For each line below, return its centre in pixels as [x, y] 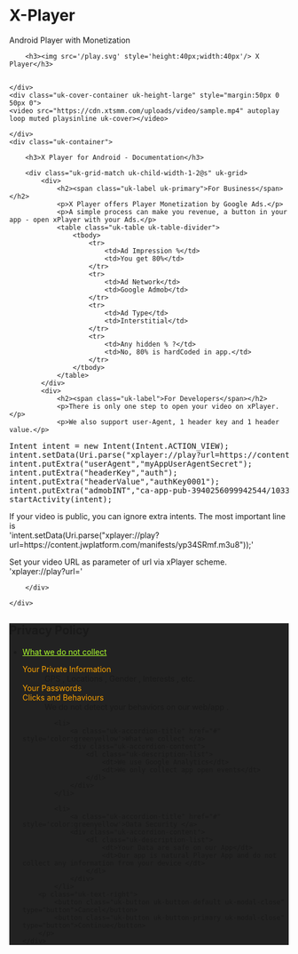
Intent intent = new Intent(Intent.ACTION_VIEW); [119, 446]
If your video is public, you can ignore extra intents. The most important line [148, 516]
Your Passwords [52, 688]
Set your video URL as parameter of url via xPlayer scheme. [118, 562]
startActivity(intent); [61, 499]
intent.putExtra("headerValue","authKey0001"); [114, 481]
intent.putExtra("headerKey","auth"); [94, 473]
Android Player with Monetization [70, 40]
